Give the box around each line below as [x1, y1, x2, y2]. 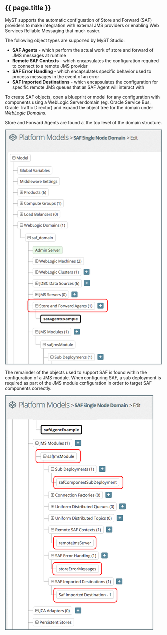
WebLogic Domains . [5, 110, 47, 116]
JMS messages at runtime [12, 52, 66, 58]
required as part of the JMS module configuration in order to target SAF [5, 380, 152, 386]
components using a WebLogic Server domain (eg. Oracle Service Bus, [5, 99, 151, 105]
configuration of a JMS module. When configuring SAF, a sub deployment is [5, 375, 161, 381]
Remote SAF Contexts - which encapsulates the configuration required [12, 57, 159, 64]
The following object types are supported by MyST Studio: [5, 37, 125, 43]
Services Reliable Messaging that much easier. [5, 27, 101, 34]
